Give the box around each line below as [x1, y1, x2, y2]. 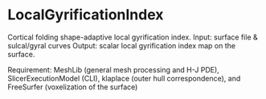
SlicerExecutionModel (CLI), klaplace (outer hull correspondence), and [7, 73, 241, 83]
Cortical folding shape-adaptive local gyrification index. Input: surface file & [7, 32, 258, 42]
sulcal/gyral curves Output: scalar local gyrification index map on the [7, 40, 236, 50]
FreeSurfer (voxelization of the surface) [7, 82, 138, 92]
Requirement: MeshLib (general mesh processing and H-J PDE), [7, 64, 220, 74]
